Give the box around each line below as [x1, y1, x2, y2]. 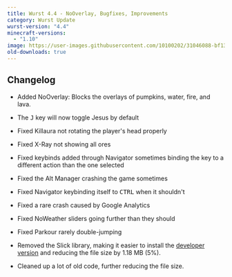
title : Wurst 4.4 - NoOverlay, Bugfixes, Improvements [7, 10, 168, 17]
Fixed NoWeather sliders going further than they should [17, 214, 175, 222]
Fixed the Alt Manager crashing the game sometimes [17, 174, 168, 182]
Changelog [7, 74, 56, 86]
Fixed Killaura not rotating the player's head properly [17, 126, 167, 135]
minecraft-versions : [7, 29, 67, 37]
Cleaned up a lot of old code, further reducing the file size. [17, 262, 184, 270]
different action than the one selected [17, 160, 124, 169]
